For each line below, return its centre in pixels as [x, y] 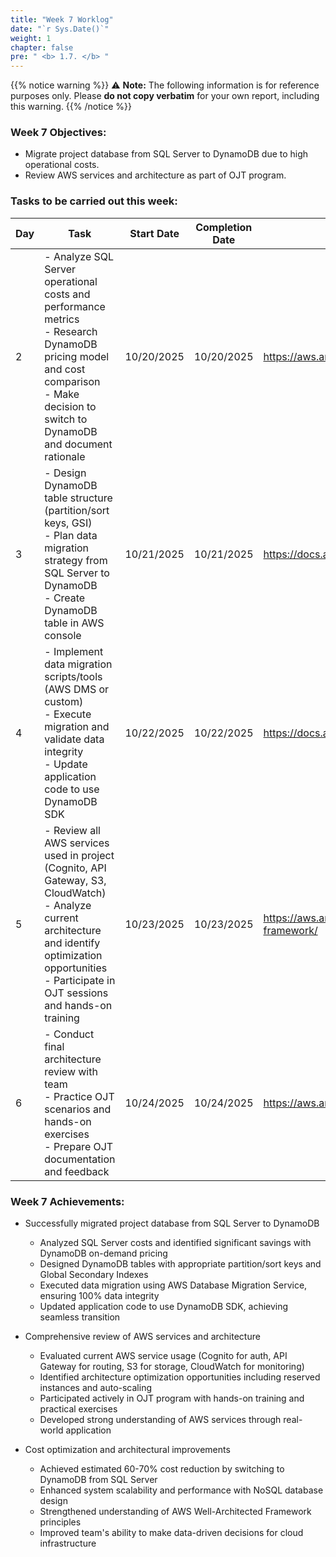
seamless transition [80, 1317]
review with [71, 1071]
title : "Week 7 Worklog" [62, 19]
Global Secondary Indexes [94, 1275]
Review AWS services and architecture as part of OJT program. [155, 175]
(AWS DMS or [77, 689]
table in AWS [74, 623]
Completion [224, 227]
